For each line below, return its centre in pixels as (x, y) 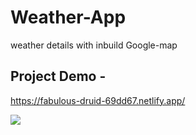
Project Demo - (58, 76)
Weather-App (68, 17)
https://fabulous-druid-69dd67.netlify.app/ (98, 100)
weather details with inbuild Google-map (94, 45)
